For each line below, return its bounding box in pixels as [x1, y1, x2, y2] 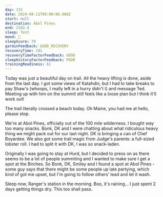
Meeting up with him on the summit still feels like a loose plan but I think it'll [5, 91, 157, 97]
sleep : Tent [5, 30, 29, 35]
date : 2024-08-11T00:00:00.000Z [5, 12, 71, 17]
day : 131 [5, 7, 23, 12]
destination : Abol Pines [5, 21, 56, 26]
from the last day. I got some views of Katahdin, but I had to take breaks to [5, 80, 155, 86]
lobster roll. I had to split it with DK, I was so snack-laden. [5, 141, 121, 147]
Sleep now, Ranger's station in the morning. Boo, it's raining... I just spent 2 [5, 181, 156, 187]
